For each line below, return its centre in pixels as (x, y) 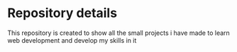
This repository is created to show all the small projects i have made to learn (119, 33)
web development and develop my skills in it (72, 40)
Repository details (62, 13)
